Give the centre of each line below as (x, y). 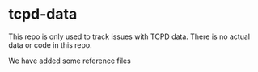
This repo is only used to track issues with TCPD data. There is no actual (129, 36)
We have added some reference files (70, 61)
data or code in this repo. (50, 44)
